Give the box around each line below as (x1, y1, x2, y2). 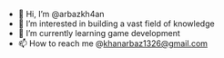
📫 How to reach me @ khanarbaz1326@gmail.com (17, 38, 208, 49)
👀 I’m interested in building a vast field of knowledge (17, 18, 216, 29)
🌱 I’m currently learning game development (17, 28, 180, 38)
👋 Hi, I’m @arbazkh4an (17, 9, 105, 19)
